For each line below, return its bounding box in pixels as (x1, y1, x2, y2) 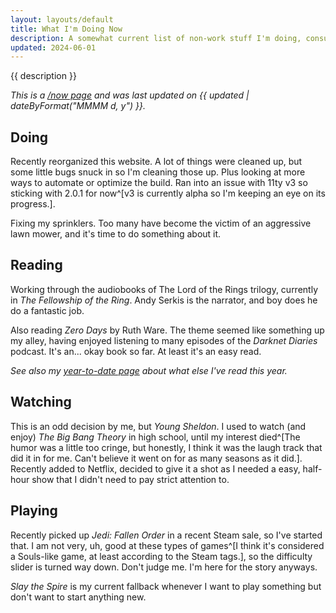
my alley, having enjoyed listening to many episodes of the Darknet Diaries (10, 334, 318, 346)
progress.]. (10, 198, 56, 210)
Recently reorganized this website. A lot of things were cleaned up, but (10, 156, 303, 168)
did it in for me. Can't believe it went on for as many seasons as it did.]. (10, 452, 303, 464)
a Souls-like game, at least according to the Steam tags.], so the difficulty (10, 550, 313, 562)
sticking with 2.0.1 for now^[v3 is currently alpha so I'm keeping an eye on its (10, 187, 326, 200)
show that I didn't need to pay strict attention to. (31, 473, 230, 485)
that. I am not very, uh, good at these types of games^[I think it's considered (10, 539, 325, 551)
